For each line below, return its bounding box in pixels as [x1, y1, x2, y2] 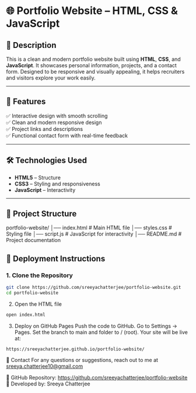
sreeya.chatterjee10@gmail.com [6, 363, 83, 370]
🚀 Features [6, 96, 46, 106]
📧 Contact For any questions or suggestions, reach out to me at [6, 356, 159, 363]
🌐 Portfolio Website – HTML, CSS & [6, 4, 178, 18]
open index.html [6, 312, 45, 318]
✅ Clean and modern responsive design [6, 119, 102, 126]
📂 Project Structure [6, 209, 77, 219]
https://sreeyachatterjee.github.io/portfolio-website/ [6, 346, 145, 352]
